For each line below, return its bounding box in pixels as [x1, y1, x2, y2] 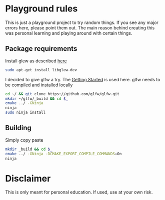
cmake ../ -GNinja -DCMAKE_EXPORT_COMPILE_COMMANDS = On [5, 151, 122, 156]
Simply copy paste [5, 137, 43, 143]
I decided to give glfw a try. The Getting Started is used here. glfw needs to [5, 76, 160, 82]
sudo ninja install [5, 110, 46, 115]
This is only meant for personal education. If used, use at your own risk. [5, 189, 153, 195]
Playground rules [5, 3, 78, 14]
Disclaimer [5, 173, 51, 184]
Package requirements [5, 44, 77, 53]
